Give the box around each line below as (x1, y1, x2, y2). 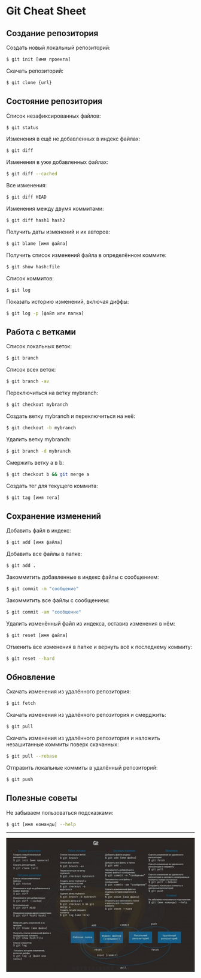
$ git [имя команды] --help (6, 821, 77, 827)
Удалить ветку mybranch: (6, 435, 71, 442)
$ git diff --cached (6, 171, 58, 177)
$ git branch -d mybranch (6, 448, 71, 454)
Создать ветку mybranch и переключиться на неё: (6, 412, 136, 420)
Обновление (6, 672, 56, 682)
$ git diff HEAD (6, 194, 47, 201)
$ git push (6, 776, 33, 782)
